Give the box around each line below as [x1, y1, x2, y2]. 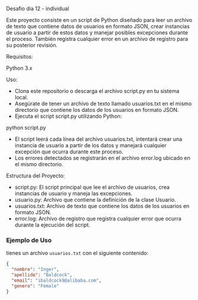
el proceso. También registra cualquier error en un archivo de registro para [6, 36, 188, 42]
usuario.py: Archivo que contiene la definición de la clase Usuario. [14, 196, 176, 203]
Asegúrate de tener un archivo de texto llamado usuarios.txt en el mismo [14, 100, 192, 107]
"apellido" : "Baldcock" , [11, 272, 73, 278]
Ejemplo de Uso [6, 236, 52, 244]
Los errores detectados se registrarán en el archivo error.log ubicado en [14, 154, 191, 162]
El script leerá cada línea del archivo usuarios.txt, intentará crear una [14, 136, 183, 143]
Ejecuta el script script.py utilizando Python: [14, 112, 122, 120]
